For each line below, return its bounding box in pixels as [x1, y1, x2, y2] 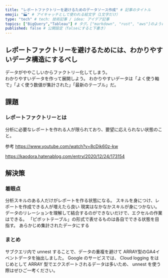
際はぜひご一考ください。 [5, 267, 58, 273]
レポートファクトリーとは [5, 114, 67, 121]
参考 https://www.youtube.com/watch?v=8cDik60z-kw [5, 143, 118, 149]
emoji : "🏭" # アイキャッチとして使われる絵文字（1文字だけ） [5, 12, 120, 17]
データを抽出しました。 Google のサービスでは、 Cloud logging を [18, 254, 155, 260]
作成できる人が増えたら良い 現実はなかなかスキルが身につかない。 [22, 203, 160, 210]
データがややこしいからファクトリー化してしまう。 [5, 69, 110, 75]
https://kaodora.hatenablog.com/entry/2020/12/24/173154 [5, 153, 125, 159]
